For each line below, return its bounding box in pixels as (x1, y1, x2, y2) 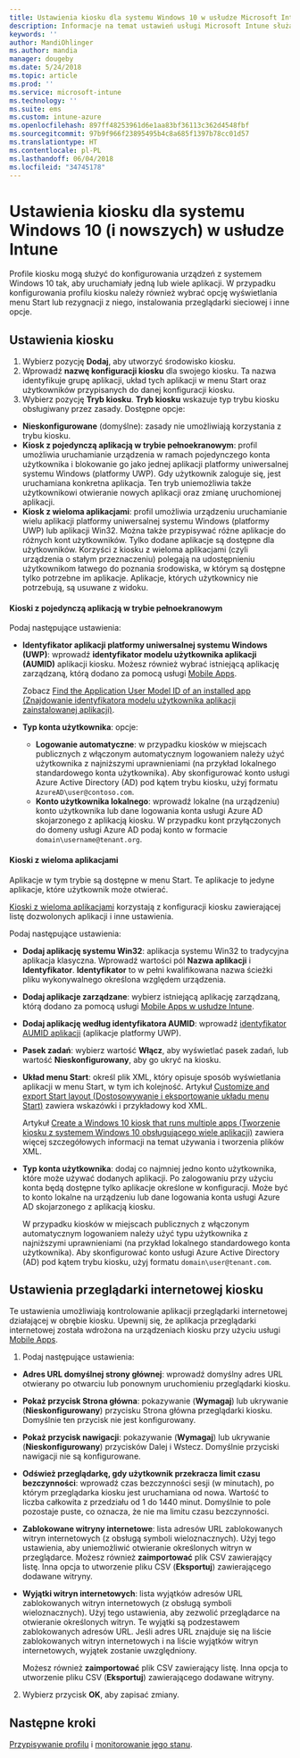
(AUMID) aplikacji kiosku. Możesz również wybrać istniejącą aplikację (21, 658, 279, 670)
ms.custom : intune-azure (9, 113, 102, 121)
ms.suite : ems (9, 105, 62, 113)
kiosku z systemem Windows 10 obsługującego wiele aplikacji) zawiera (21, 1126, 284, 1137)
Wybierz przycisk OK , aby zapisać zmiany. (21, 1689, 180, 1700)
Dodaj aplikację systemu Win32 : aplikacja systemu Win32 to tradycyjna (21, 945, 289, 956)
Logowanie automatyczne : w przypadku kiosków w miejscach (35, 739, 268, 750)
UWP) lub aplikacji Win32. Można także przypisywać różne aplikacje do (21, 525, 287, 536)
